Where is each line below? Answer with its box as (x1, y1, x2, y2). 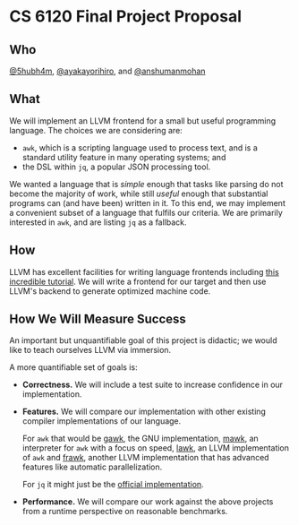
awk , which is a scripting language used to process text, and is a (21, 142, 258, 153)
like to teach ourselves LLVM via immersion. (9, 345, 172, 356)
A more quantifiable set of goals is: (9, 362, 138, 373)
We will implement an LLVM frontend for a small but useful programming (9, 115, 277, 126)
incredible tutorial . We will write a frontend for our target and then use (9, 276, 267, 287)
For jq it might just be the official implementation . (21, 479, 204, 490)
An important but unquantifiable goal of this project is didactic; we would (9, 335, 277, 346)
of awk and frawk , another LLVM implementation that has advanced (21, 452, 270, 463)
